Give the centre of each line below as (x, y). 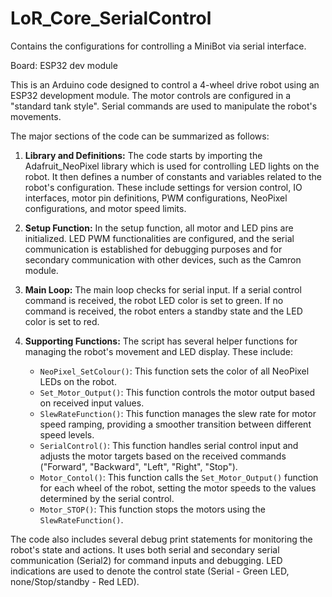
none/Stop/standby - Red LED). (75, 581)
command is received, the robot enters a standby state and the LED (163, 311)
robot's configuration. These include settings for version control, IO (163, 187)
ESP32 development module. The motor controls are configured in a (151, 95)
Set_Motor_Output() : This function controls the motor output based (177, 392)
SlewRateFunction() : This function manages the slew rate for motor (178, 413)
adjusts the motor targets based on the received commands (163, 456)
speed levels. (67, 434)
